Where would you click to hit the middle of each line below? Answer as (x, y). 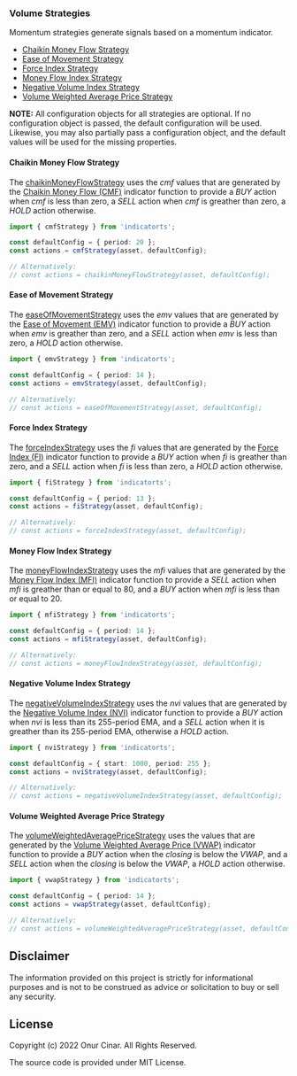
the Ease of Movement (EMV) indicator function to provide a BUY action (140, 324)
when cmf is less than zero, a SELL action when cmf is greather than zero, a (148, 201)
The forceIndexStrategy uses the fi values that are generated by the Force (144, 447)
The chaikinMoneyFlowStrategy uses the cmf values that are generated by (145, 182)
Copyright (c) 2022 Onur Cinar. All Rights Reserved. (103, 1045)
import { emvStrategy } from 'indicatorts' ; (92, 360)
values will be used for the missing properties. (93, 142)
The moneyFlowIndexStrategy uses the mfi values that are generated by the (147, 570)
